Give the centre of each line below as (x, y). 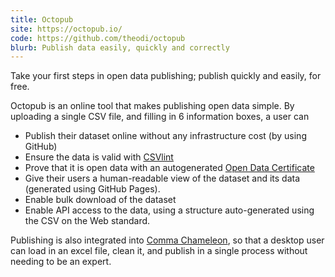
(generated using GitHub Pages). (92, 189)
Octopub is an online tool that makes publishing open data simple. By (152, 106)
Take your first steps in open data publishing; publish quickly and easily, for (166, 76)
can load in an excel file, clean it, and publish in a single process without (159, 251)
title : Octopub (42, 19)
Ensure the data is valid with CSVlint (99, 157)
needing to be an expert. (61, 262)
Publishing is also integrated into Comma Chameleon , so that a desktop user (167, 240)
